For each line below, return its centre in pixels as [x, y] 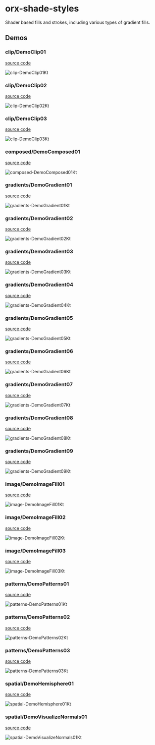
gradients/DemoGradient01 [39, 185]
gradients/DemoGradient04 [39, 285]
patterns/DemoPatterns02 [38, 617]
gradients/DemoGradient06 [39, 351]
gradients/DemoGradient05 [39, 318]
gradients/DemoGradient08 [39, 418]
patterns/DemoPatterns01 [37, 584]
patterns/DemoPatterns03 [38, 650]
